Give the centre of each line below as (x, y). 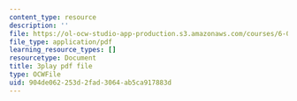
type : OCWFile (35, 75)
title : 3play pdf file (51, 67)
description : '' (39, 25)
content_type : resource (53, 17)
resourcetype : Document (53, 58)
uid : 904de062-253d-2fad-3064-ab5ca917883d (91, 83)
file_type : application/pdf (61, 42)
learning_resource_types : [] (63, 50)
